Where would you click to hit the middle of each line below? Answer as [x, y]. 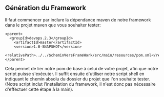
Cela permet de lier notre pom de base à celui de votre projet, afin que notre [82, 68]
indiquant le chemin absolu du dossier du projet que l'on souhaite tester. [78, 79]
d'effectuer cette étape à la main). [39, 89]
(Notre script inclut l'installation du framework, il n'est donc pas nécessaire [81, 84]
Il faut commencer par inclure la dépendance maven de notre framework [78, 19]
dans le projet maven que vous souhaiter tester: [53, 25]
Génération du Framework [46, 8]
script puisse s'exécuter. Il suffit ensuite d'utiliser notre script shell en [75, 74]
